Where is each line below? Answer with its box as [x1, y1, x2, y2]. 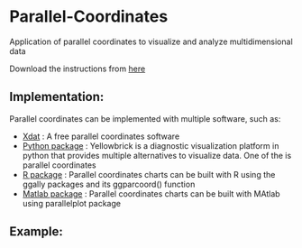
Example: [9, 224, 63, 240]
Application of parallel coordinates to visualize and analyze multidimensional [9, 36, 293, 47]
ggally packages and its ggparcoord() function [22, 179, 196, 189]
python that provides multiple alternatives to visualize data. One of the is [22, 150, 292, 161]
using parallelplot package [22, 197, 122, 208]
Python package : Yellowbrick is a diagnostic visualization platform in [22, 140, 279, 151]
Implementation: [9, 89, 105, 105]
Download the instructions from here [9, 63, 146, 74]
